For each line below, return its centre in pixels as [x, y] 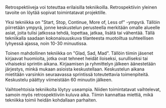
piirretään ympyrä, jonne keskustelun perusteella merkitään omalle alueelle [82, 27]
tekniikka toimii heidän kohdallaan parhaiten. [51, 100]
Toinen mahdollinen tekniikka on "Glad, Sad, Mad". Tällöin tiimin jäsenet [79, 53]
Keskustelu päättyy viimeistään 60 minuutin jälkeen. [59, 80]
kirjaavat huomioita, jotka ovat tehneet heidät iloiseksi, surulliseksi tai [77, 58]
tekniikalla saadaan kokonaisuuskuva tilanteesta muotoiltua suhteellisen [79, 38]
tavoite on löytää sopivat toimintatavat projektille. [56, 12]
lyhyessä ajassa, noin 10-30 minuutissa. [47, 43]
